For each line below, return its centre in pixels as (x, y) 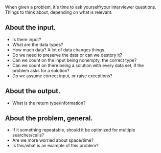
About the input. (31, 28)
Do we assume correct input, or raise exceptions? (62, 76)
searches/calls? (28, 135)
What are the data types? (38, 44)
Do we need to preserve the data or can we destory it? (67, 55)
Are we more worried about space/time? (53, 140)
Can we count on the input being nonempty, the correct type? (74, 60)
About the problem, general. (49, 119)
